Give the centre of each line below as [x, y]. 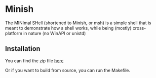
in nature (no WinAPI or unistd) [55, 33]
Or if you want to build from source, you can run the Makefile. [68, 70]
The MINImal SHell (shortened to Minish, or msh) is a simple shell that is [78, 23]
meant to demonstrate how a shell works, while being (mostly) [68, 28]
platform [14, 33]
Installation [23, 49]
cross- [139, 28]
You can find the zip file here [34, 61]
